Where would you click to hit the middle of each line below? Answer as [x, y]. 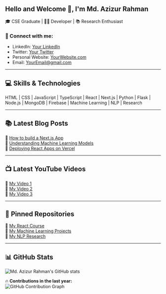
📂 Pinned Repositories [40, 214]
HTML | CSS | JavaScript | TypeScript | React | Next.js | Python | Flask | [78, 97]
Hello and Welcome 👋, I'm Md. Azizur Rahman [77, 9]
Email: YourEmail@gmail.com [42, 63]
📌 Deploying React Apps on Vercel [40, 148]
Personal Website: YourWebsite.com [49, 57]
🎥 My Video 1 [19, 184]
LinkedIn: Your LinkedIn [36, 47]
